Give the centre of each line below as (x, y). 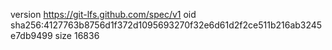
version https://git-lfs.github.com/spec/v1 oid (103, 14)
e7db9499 (31, 35)
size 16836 (77, 35)
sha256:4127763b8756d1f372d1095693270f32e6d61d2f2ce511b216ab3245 (166, 25)
